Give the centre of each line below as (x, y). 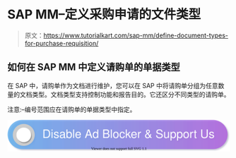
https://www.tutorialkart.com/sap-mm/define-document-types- (136, 35)
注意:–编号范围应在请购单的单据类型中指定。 (72, 109)
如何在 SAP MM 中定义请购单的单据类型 (94, 67)
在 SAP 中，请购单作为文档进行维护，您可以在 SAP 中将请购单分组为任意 (113, 85)
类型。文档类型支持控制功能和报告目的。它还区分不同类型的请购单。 (131, 94)
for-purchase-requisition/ (61, 43)
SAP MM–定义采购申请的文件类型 (104, 14)
